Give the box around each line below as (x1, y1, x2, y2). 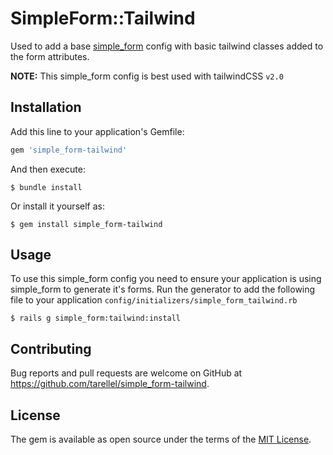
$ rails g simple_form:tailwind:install (10, 313, 182, 324)
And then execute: (10, 163, 86, 175)
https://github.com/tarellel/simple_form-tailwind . (10, 378, 210, 390)
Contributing (10, 340, 92, 357)
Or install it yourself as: (10, 200, 105, 212)
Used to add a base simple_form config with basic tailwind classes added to (10, 40, 324, 52)
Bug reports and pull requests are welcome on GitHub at (10, 367, 243, 379)
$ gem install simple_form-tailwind (10, 219, 163, 229)
